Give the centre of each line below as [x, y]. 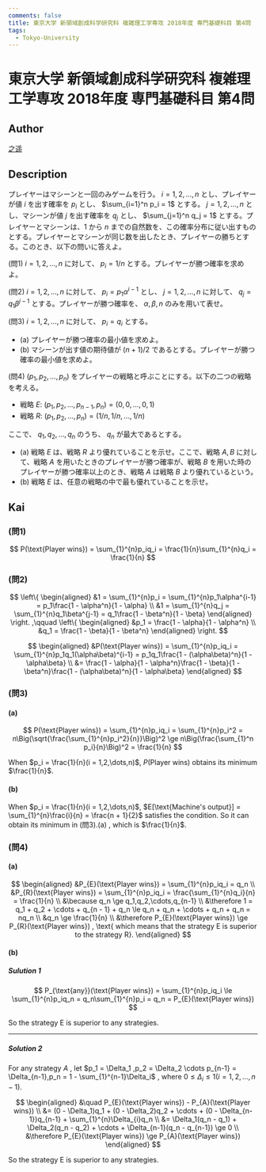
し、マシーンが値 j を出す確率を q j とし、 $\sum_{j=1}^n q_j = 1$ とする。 [127, 216]
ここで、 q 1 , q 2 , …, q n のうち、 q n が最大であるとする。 [97, 435]
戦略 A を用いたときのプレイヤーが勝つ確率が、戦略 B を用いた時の [142, 462]
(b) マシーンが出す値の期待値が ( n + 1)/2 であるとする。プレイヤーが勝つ [137, 350]
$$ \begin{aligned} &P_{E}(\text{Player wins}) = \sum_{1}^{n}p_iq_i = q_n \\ [133, 884]
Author [26, 129]
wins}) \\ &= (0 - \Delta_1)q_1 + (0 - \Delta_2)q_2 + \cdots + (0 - [115, 1111]
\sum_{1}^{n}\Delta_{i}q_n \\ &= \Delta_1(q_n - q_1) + [153, 1119]
